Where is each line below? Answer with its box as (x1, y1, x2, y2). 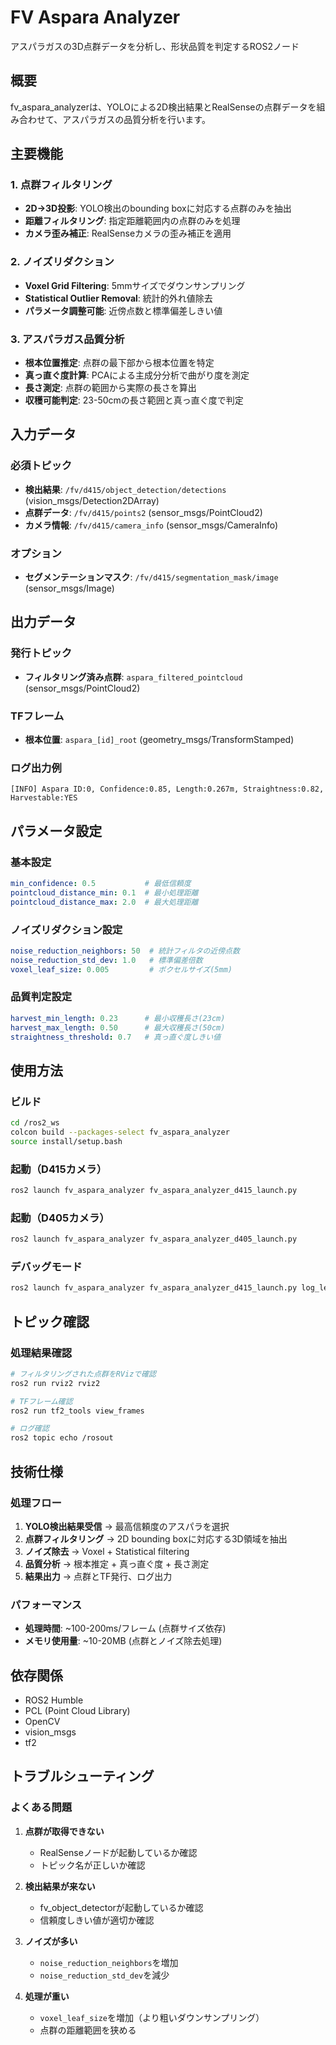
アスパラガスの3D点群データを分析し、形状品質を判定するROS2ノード (10, 40, 300, 52)
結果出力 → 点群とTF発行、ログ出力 (24, 1570, 173, 1582)
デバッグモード (10, 1260, 83, 1274)
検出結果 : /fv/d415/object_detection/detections (24, 483, 227, 495)
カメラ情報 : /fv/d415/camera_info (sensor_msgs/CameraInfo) (24, 519, 279, 531)
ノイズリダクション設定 (10, 922, 123, 936)
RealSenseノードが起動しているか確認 (39, 1846, 198, 1858)
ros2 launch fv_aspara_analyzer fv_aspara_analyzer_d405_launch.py (10, 1234, 298, 1245)
